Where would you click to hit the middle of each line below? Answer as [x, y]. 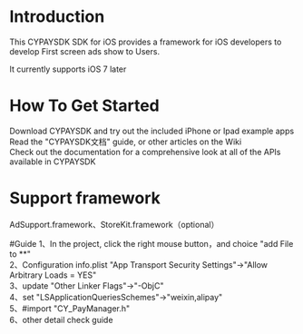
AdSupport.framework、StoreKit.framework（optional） [114, 224]
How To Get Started [85, 106]
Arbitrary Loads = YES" [53, 275]
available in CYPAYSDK [53, 162]
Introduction [57, 17]
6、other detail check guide [61, 319]
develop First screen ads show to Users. [85, 51]
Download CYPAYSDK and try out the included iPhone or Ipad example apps [152, 131]
